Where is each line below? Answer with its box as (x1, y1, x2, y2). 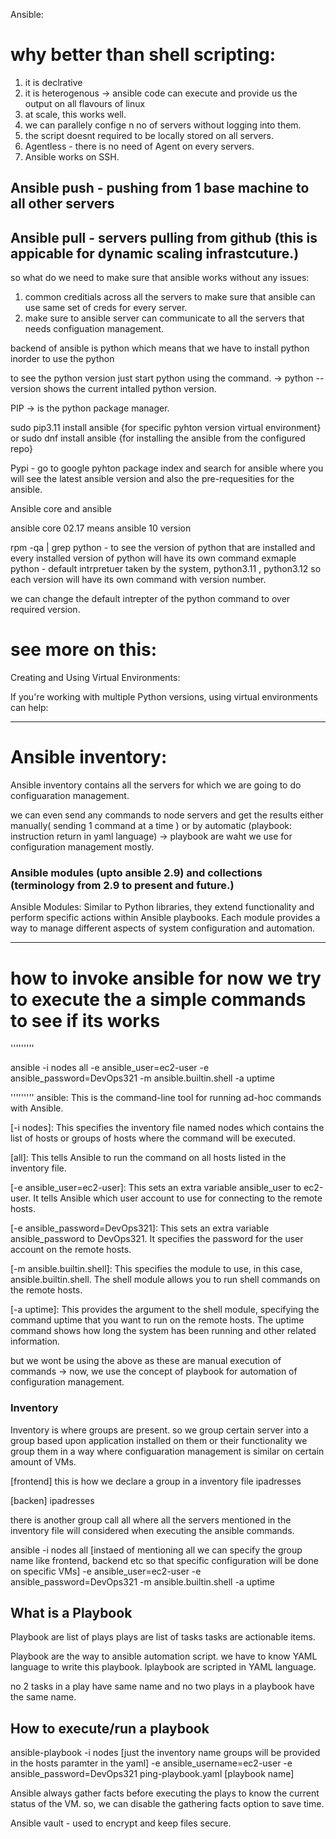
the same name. (10, 1691, 77, 1703)
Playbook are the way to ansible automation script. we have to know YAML (10, 1650, 318, 1663)
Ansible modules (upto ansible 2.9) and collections (10, 865, 263, 879)
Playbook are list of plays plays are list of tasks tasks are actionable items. (10, 1631, 316, 1643)
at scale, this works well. (24, 108, 127, 120)
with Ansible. (10, 1102, 64, 1114)
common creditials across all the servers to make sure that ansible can (24, 291, 316, 303)
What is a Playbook (10, 1604, 133, 1621)
